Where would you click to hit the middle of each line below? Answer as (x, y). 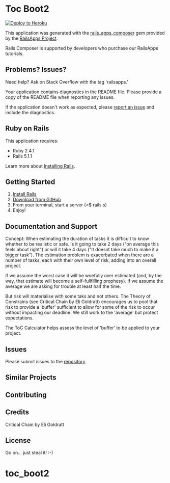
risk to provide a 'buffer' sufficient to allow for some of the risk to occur (80, 307)
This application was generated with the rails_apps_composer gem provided (85, 33)
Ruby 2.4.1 (23, 150)
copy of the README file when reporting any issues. (60, 97)
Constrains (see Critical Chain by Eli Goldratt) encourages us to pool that (81, 302)
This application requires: (32, 141)
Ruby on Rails (27, 129)
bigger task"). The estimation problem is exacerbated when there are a (80, 255)
